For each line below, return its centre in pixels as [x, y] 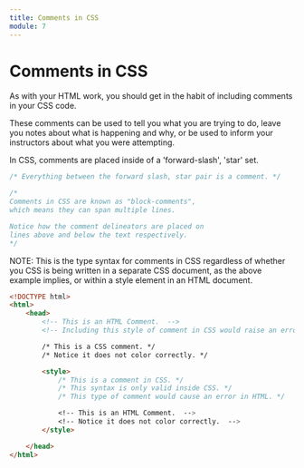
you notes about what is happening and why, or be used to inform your [142, 133]
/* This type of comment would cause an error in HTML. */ [171, 397]
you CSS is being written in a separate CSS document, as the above [136, 270]
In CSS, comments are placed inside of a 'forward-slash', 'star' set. [134, 161]
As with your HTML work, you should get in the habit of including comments [151, 96]
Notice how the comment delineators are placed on [107, 226]
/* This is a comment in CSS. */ [120, 380]
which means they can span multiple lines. [93, 210]
